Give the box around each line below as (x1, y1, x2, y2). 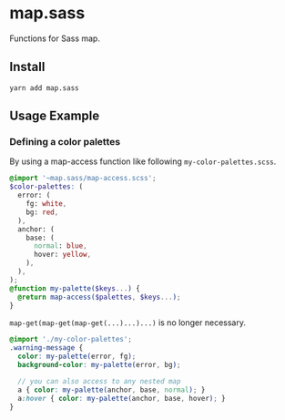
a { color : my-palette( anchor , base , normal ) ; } (17, 385, 206, 394)
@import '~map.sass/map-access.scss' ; (9, 174, 157, 183)
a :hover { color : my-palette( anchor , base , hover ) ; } (17, 394, 226, 403)
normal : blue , (33, 241, 88, 251)
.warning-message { (9, 343, 84, 353)
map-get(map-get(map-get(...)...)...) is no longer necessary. (9, 317, 246, 328)
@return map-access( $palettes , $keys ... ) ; (17, 292, 181, 302)
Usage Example (9, 108, 100, 124)
